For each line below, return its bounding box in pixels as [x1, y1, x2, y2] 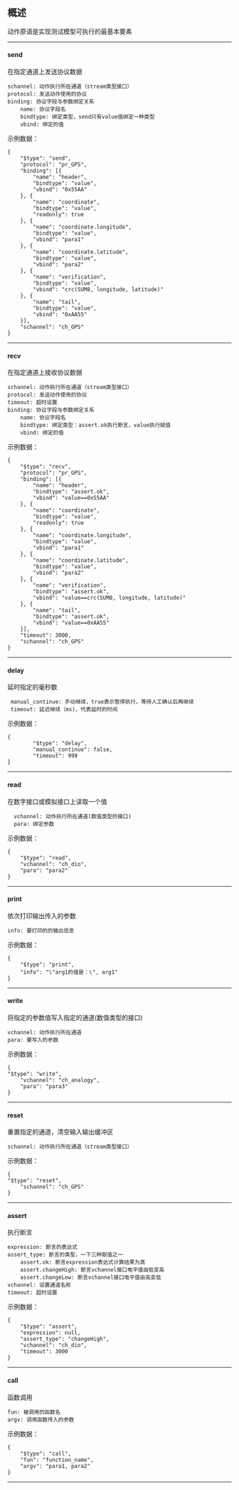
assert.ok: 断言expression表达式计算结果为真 [20, 1259, 146, 1266]
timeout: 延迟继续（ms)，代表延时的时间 [10, 706, 118, 713]
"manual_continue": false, [33, 746, 113, 753]
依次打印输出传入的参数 [7, 911, 76, 920]
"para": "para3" [20, 1083, 69, 1090]
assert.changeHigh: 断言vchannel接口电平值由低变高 [20, 1267, 165, 1274]
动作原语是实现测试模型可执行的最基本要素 [7, 27, 132, 36]
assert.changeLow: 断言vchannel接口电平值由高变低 [20, 1274, 161, 1282]
